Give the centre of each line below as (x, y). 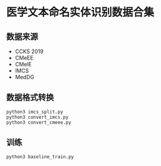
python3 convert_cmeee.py (39, 122)
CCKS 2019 (29, 51)
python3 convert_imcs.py (37, 117)
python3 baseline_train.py (40, 157)
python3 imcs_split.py (35, 112)
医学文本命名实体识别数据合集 (80, 12)
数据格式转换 (30, 97)
